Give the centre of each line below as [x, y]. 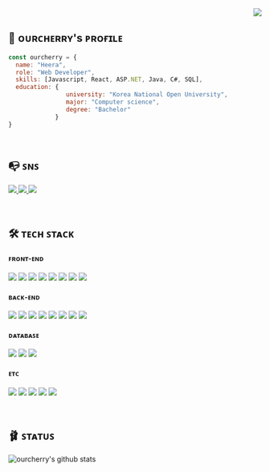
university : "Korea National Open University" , [147, 95]
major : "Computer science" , [112, 102]
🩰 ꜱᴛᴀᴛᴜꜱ [31, 435]
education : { [37, 87]
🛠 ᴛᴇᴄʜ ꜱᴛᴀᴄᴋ [41, 233]
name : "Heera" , [41, 65]
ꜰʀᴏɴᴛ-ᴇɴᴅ [26, 258]
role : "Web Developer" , [55, 72]
